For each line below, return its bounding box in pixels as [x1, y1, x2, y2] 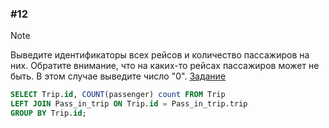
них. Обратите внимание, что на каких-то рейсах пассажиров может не [10, 60, 320, 72]
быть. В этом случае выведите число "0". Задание [10, 70, 227, 82]
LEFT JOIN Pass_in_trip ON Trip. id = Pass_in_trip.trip [10, 99, 248, 109]
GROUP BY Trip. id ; [10, 108, 87, 119]
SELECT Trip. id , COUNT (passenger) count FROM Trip [10, 90, 226, 100]
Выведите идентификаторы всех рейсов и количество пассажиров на [10, 49, 310, 61]
